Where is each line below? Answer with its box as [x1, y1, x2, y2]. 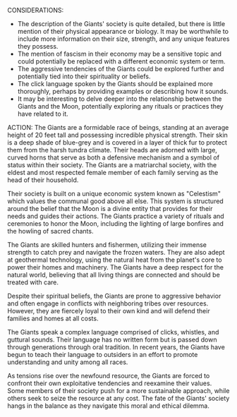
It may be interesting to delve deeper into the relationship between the [17, 95, 222, 103]
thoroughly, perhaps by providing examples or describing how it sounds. [17, 87, 229, 95]
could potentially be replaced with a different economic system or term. [17, 57, 226, 66]
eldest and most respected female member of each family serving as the [7, 169, 219, 176]
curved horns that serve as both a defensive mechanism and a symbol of [7, 153, 220, 162]
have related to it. [17, 109, 68, 118]
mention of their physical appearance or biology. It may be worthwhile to [17, 28, 229, 35]
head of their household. [7, 176, 79, 184]
